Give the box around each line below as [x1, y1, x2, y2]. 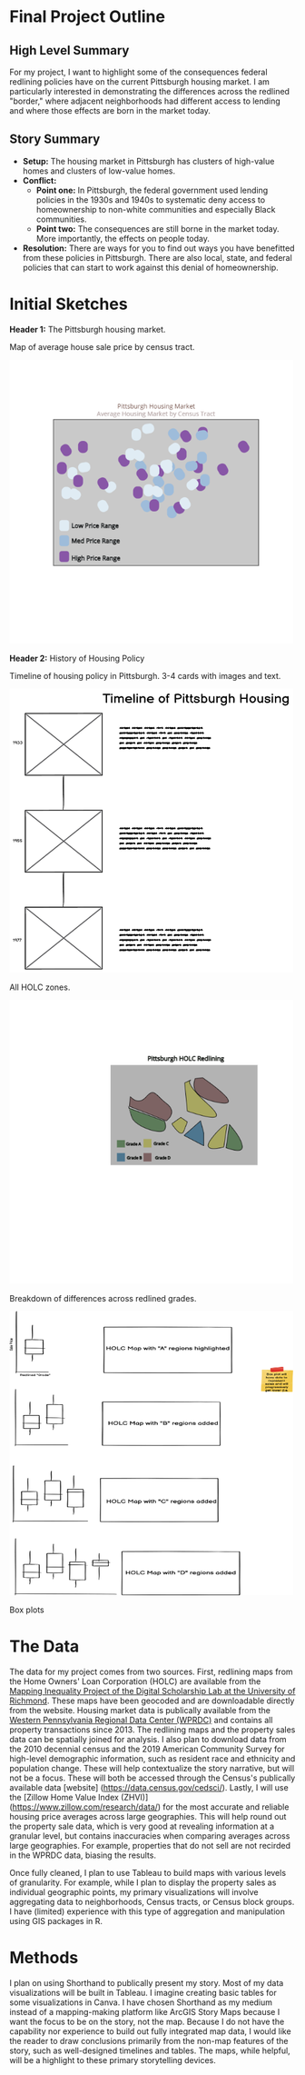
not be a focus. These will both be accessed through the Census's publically [9, 1772, 296, 1783]
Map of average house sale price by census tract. [9, 341, 195, 352]
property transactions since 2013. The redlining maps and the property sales [9, 1724, 296, 1735]
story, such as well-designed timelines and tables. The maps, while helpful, [9, 2045, 290, 2056]
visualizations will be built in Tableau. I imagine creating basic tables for [9, 1987, 277, 1998]
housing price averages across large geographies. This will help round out [9, 1811, 287, 1821]
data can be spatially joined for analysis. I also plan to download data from [9, 1733, 288, 1744]
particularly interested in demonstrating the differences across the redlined [9, 86, 290, 96]
